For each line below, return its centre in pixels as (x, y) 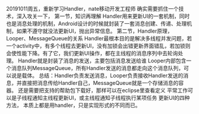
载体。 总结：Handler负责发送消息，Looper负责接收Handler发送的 (102, 75)
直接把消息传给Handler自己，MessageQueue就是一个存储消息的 (100, 83)
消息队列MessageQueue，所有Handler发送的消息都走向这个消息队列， (97, 68)
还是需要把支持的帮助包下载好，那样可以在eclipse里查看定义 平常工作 (103, 90)
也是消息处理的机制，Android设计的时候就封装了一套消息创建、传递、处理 (97, 23)
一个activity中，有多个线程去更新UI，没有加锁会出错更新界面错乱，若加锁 (96, 46)
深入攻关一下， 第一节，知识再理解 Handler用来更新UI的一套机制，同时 (103, 16)
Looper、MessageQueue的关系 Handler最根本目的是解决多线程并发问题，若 (99, 38)
